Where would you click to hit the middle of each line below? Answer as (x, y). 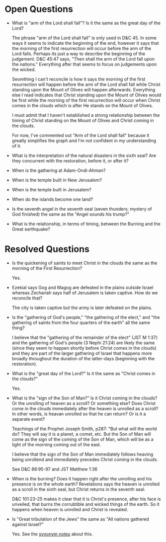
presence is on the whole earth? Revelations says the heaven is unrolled (86, 484)
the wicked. (24, 69)
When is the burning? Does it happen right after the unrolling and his (82, 478)
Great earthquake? (31, 229)
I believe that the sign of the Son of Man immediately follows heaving (83, 454)
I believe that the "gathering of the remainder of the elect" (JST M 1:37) (84, 337)
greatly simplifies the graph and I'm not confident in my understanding (84, 141)
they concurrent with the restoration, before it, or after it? (70, 160)
